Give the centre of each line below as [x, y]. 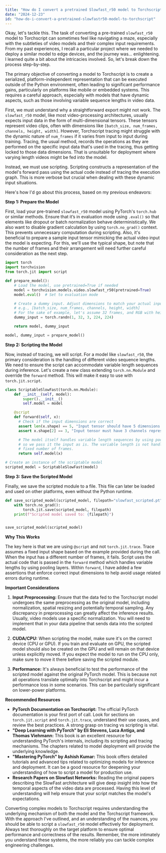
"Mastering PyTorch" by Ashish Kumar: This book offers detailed [80, 757]
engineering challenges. [30, 845]
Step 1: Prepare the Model [32, 202]
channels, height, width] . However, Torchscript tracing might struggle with [83, 131]
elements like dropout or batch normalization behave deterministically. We [81, 222]
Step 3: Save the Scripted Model [39, 476]
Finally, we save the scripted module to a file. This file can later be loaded [80, 486]
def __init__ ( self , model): [43, 394]
